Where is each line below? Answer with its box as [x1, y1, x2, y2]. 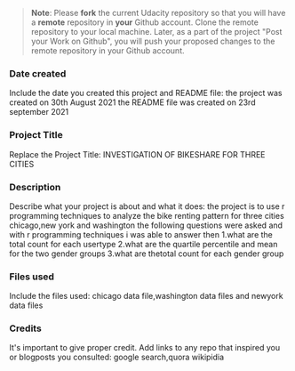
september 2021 [9, 107, 69, 117]
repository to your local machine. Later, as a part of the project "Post [30, 27, 283, 36]
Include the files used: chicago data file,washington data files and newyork [9, 291, 283, 302]
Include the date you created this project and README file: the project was [9, 88, 283, 99]
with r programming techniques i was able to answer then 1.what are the [9, 229, 274, 239]
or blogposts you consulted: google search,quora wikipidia [9, 351, 225, 363]
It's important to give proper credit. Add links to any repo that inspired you [9, 343, 281, 353]
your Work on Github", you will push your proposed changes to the [30, 36, 275, 46]
